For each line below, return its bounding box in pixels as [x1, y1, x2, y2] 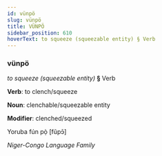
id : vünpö [7, 10, 36, 17]
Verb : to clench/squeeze [7, 88, 78, 96]
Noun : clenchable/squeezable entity [7, 101, 110, 109]
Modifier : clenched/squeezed [7, 115, 92, 123]
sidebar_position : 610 [7, 29, 72, 37]
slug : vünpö [7, 17, 41, 23]
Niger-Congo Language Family [7, 141, 95, 149]
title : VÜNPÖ [7, 23, 45, 30]
